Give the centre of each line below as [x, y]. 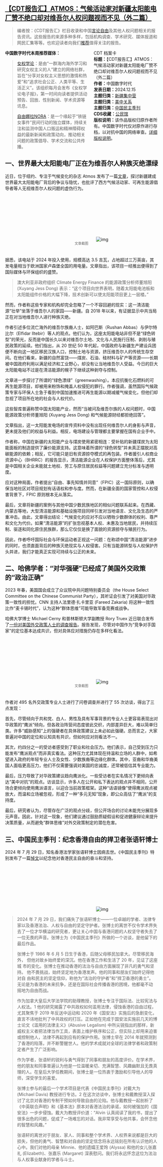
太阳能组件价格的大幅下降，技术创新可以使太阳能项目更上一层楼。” [83, 294]
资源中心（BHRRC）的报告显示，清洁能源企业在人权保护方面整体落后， [76, 460]
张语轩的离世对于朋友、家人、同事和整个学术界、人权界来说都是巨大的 [87, 1135]
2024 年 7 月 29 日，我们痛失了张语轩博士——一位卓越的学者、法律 [84, 919]
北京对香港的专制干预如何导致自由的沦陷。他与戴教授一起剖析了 [89, 1100]
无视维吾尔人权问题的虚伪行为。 [54, 188]
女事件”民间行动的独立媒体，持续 [50, 122]
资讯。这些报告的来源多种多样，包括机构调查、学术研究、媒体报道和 [89, 36]
